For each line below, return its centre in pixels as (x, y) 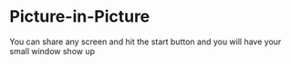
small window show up (52, 51)
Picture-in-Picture (80, 17)
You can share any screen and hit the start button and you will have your (145, 42)
